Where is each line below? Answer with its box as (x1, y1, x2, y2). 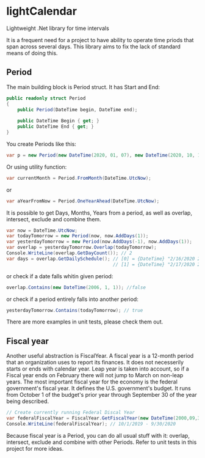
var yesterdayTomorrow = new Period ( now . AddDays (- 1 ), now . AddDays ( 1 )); (6, 238, 193, 245)
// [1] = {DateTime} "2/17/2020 (112, 261, 195, 267)
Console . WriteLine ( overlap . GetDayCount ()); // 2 (6, 250, 132, 256)
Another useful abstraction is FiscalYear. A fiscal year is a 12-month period (6, 352, 194, 360)
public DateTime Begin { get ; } (17, 118, 99, 124)
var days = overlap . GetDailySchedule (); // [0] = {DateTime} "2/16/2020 (6, 256, 195, 262)
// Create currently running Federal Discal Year (6, 410, 135, 416)
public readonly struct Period (6, 95, 86, 102)
